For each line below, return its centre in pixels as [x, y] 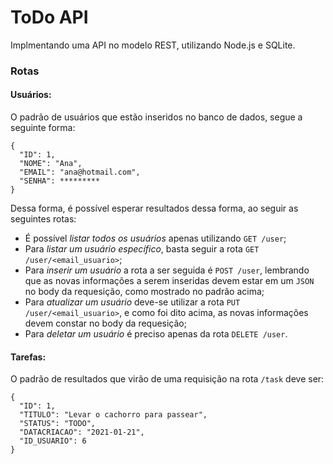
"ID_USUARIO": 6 [53, 441]
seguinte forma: [43, 128]
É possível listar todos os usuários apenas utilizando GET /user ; [155, 238]
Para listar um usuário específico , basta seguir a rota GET [142, 249]
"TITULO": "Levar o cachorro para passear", [113, 415]
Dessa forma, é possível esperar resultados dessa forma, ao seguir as [154, 208]
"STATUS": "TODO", [58, 424]
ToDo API [49, 17]
